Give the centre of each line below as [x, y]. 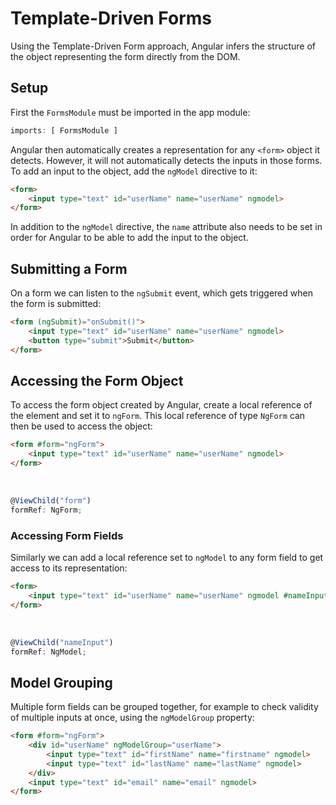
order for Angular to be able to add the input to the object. [129, 238]
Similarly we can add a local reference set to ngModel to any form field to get [167, 558]
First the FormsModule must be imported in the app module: [130, 112]
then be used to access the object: [81, 426]
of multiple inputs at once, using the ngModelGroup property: [132, 718]
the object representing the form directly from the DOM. [125, 56]
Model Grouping [61, 682]
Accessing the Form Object [97, 380]
